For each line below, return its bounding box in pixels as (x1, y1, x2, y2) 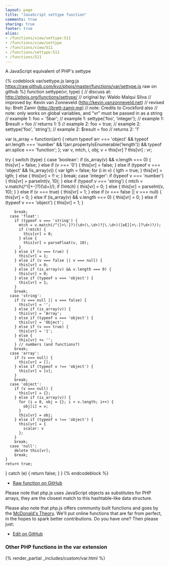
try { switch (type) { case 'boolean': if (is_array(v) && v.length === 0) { (5, 157, 151, 163)
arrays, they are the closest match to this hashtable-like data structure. (5, 495, 153, 501)
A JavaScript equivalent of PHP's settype (5, 68, 91, 74)
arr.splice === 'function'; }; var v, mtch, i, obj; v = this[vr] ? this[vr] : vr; (5, 147, 152, 153)
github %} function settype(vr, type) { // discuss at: (5, 89, 111, 95)
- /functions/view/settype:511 (5, 36, 71, 41)
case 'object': (10, 382, 42, 387)
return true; (5, 461, 33, 466)
